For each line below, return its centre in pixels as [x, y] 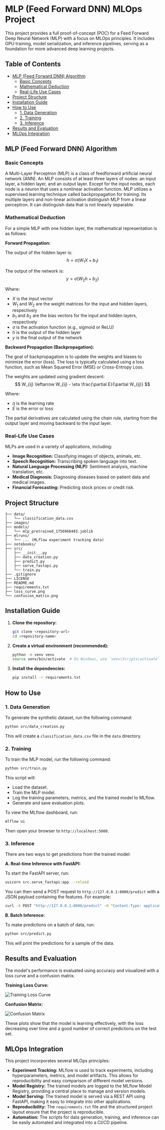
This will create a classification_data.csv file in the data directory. [73, 736]
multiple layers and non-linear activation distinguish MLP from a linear [76, 199]
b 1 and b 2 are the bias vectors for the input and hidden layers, [75, 316]
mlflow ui [15, 821]
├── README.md [20, 583]
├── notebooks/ [21, 544]
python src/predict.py [28, 934]
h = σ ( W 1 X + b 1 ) [82, 261]
